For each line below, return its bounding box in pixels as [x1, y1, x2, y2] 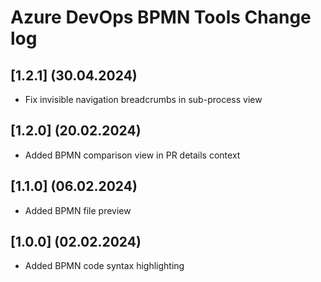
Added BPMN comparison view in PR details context [24, 149, 241, 161]
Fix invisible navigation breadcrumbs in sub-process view [24, 94, 263, 105]
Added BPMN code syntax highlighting [24, 260, 185, 272]
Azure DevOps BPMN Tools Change [10, 6, 312, 29]
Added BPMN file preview [24, 204, 132, 216]
